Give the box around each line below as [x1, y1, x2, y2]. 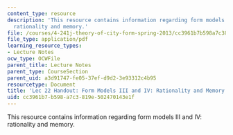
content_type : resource [7, 10, 76, 17]
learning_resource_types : [7, 42, 82, 49]
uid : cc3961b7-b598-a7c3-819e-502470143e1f [7, 94, 135, 101]
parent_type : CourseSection [7, 68, 89, 75]
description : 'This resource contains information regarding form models [7, 17, 225, 24]
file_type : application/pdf [7, 36, 89, 43]
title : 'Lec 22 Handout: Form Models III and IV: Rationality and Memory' [7, 87, 228, 94]
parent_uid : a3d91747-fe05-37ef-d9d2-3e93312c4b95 [7, 74, 157, 82]
